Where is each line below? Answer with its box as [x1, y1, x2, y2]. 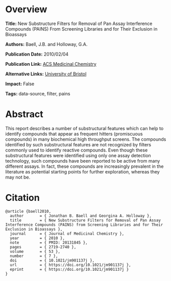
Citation [5, 192, 40, 203]
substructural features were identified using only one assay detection [5, 152, 152, 159]
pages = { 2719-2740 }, [10, 244, 77, 249]
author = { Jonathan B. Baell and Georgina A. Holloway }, [10, 213, 152, 218]
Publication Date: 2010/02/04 [5, 51, 69, 57]
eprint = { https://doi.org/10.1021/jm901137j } [10, 267, 129, 272]
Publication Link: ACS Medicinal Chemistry [5, 61, 97, 67]
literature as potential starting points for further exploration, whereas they [5, 168, 160, 174]
